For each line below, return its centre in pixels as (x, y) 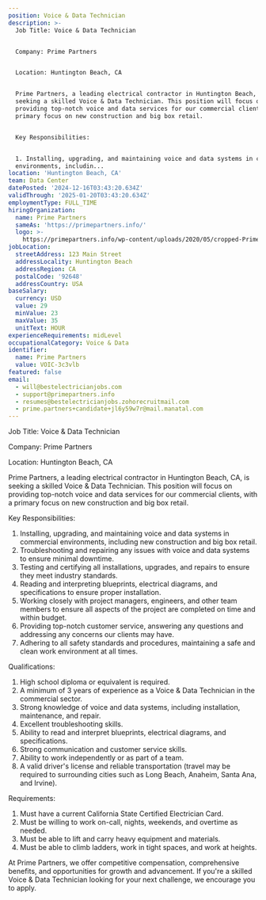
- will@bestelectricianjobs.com (69, 387)
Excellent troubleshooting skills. (71, 724)
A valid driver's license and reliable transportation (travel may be (125, 766)
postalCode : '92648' (49, 276)
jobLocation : (30, 247)
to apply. (23, 888)
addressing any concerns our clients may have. (97, 635)
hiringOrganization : (42, 210)
